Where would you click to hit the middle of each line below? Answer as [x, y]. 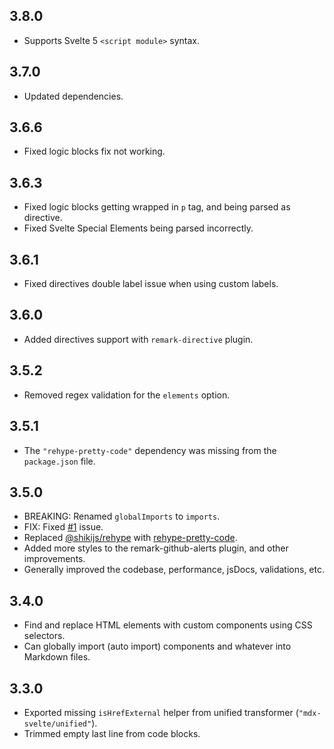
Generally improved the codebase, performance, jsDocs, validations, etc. [174, 570]
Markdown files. [57, 657]
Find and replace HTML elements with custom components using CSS [168, 625]
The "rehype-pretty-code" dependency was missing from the [150, 450]
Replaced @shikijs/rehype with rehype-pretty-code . [130, 538]
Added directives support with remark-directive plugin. [138, 339]
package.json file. [59, 461]
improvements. [54, 559]
